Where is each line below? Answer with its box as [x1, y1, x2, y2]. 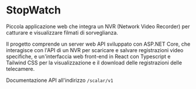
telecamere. [6, 65, 35, 72]
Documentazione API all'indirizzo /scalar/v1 [6, 77, 114, 84]
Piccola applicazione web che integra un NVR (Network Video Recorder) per [6, 23, 190, 30]
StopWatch [6, 4, 61, 17]
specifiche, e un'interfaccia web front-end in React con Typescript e [6, 53, 171, 60]
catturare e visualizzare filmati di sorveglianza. [6, 29, 118, 36]
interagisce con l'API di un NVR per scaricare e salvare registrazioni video [6, 46, 184, 53]
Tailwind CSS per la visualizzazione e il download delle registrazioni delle [6, 59, 183, 66]
